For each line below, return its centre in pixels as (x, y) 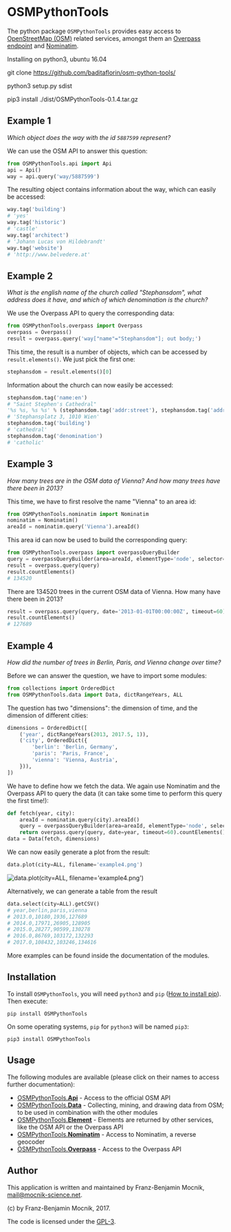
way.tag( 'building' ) (37, 210)
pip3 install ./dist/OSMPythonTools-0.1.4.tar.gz (73, 99)
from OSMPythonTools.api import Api (59, 163)
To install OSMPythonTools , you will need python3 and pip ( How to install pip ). (114, 993)
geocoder (31, 1142)
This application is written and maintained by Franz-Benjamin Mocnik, (106, 1187)
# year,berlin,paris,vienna (47, 910)
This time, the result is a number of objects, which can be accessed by (107, 352)
